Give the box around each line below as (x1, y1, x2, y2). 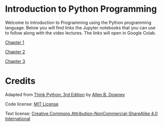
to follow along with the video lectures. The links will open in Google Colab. (5, 30, 156, 36)
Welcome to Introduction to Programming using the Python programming (5, 20, 152, 25)
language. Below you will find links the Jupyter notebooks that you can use (5, 24, 156, 30)
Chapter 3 (5, 58, 25, 64)
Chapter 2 (5, 49, 25, 55)
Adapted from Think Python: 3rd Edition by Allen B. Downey (5, 91, 125, 97)
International (5, 116, 31, 122)
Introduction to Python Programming (5, 3, 157, 15)
